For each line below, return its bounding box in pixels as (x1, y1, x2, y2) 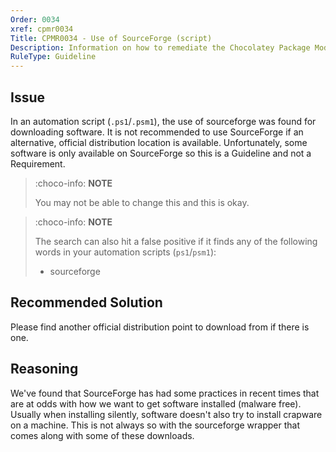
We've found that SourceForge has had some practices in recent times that (10, 387, 320, 399)
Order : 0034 (10, 14, 60, 25)
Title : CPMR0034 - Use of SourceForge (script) (10, 33, 213, 43)
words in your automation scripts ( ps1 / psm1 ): (34, 246, 217, 258)
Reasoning (10, 361, 79, 378)
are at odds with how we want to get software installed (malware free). (10, 397, 302, 410)
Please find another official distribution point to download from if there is (10, 321, 310, 333)
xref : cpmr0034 (10, 24, 74, 34)
